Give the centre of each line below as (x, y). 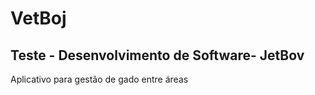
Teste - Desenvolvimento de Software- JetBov (157, 55)
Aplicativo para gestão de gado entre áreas (99, 79)
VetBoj (38, 18)
